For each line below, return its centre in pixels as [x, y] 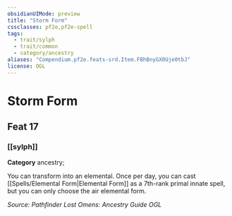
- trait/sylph [34, 40]
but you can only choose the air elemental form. [77, 191]
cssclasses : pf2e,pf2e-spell [50, 27]
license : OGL [26, 66]
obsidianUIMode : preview [44, 14]
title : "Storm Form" [38, 20]
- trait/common [36, 46]
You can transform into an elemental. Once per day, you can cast [102, 176]
